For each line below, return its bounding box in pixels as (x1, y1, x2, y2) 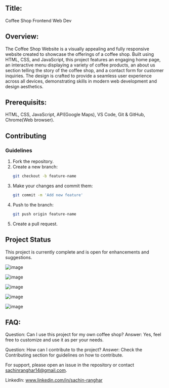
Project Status (5, 235, 52, 244)
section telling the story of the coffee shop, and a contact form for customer (5, 67, 164, 73)
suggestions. (5, 254, 32, 260)
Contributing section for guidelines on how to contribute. (5, 352, 123, 358)
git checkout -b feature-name (12, 173, 77, 179)
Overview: (5, 32, 39, 41)
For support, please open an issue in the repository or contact (5, 362, 135, 368)
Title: (5, 4, 22, 13)
